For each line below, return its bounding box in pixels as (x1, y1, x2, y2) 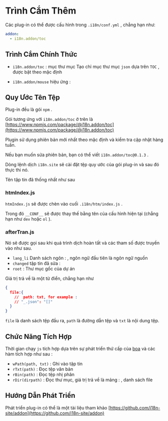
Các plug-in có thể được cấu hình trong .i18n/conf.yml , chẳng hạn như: (5, 22, 156, 28)
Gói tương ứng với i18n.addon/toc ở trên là (5, 116, 93, 122)
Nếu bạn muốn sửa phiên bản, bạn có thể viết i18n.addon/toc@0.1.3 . (5, 152, 149, 158)
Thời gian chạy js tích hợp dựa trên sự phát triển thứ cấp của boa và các (5, 345, 155, 352)
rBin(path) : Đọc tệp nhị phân (12, 371, 74, 377)
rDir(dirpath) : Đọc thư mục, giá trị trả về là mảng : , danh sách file (12, 377, 153, 383)
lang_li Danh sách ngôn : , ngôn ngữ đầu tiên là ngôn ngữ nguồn (12, 255, 148, 261)
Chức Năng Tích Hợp (5, 332, 72, 341)
